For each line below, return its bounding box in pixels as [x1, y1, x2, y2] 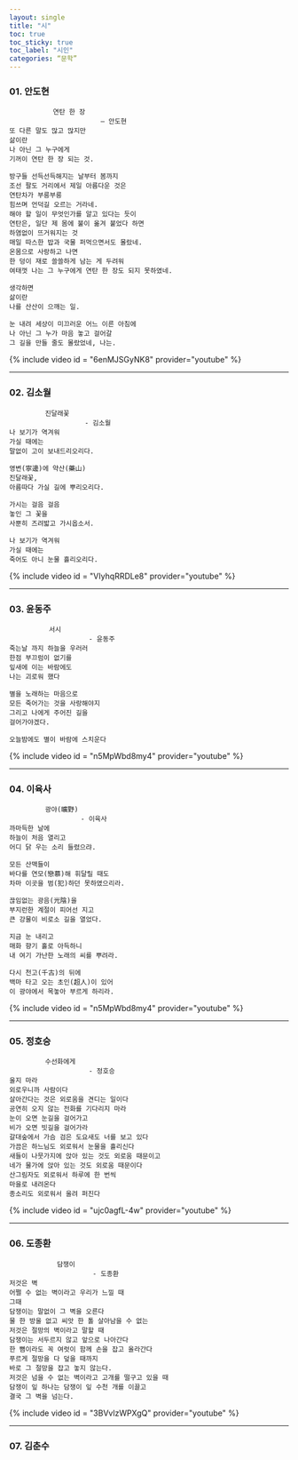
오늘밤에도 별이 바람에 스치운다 [9, 735, 106, 744]
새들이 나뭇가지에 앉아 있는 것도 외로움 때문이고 [9, 1152, 161, 1161]
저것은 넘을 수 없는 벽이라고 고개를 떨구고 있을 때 [9, 1373, 169, 1382]
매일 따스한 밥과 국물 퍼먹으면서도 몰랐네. [9, 238, 143, 247]
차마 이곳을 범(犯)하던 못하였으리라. [9, 879, 125, 889]
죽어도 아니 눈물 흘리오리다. [9, 554, 98, 564]
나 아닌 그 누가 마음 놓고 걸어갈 [9, 330, 113, 339]
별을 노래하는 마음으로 [9, 690, 78, 698]
